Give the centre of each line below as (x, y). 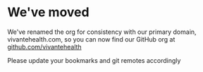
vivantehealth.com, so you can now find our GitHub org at (91, 39)
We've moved (48, 12)
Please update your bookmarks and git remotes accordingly (94, 60)
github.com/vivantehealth (45, 47)
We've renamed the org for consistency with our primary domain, (102, 32)
